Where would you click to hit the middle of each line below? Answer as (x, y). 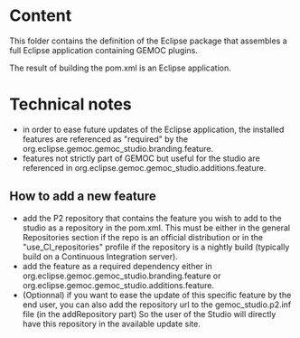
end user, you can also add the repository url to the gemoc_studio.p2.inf (157, 305)
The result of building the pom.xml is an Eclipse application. (121, 68)
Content (41, 16)
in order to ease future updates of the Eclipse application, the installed (153, 129)
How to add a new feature (83, 197)
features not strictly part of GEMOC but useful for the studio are (141, 158)
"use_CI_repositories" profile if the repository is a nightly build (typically (156, 247)
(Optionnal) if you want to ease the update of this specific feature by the (157, 295)
